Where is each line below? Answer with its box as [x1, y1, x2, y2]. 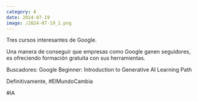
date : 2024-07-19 [6, 14, 50, 20]
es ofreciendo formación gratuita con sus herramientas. [6, 55, 145, 62]
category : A [6, 8, 36, 15]
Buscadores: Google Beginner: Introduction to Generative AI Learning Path [6, 66, 193, 73]
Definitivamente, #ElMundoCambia [6, 78, 93, 85]
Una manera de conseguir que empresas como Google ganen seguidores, [6, 48, 191, 55]
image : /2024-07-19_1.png [6, 20, 71, 26]
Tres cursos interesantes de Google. [6, 37, 97, 44]
